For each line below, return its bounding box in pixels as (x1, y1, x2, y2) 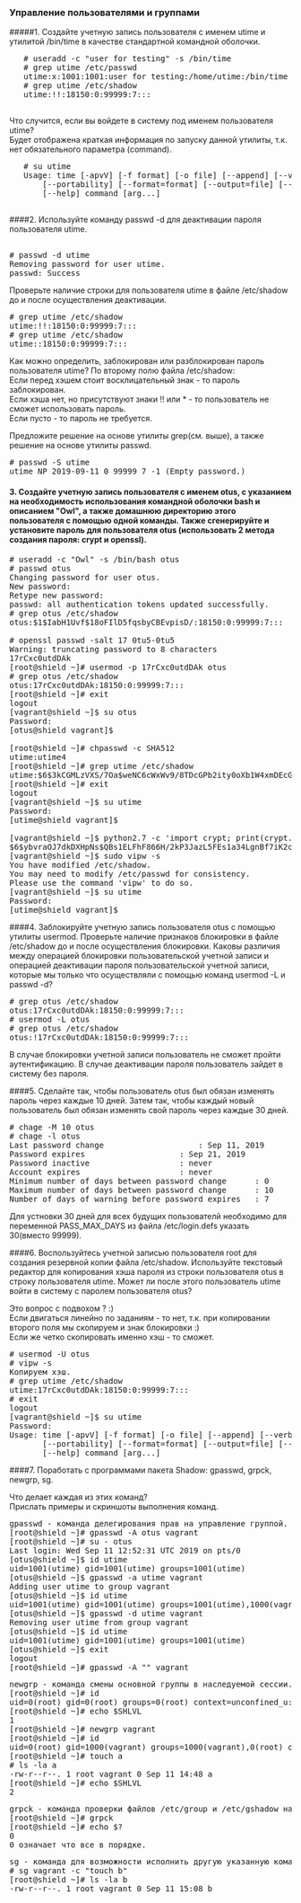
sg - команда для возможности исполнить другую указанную (9, 1856, 270, 1866)
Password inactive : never (9, 1157, 213, 1168)
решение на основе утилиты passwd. (9, 440, 152, 451)
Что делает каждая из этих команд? (9, 1491, 148, 1502)
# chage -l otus (9, 1130, 81, 1141)
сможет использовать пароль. (9, 403, 126, 414)
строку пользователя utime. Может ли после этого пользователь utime (9, 1276, 281, 1287)
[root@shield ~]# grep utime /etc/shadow (9, 761, 194, 771)
